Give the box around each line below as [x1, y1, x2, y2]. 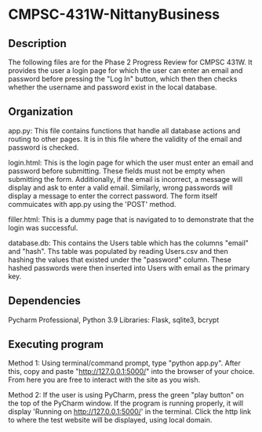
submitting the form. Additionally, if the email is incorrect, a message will [8, 174, 243, 183]
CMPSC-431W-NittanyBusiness [8, 5, 220, 24]
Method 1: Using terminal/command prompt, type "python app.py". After [8, 358, 242, 368]
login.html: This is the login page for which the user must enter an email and [8, 158, 253, 167]
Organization [8, 105, 73, 118]
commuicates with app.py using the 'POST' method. [8, 199, 176, 209]
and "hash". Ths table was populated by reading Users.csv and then [8, 246, 229, 256]
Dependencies [8, 294, 81, 307]
